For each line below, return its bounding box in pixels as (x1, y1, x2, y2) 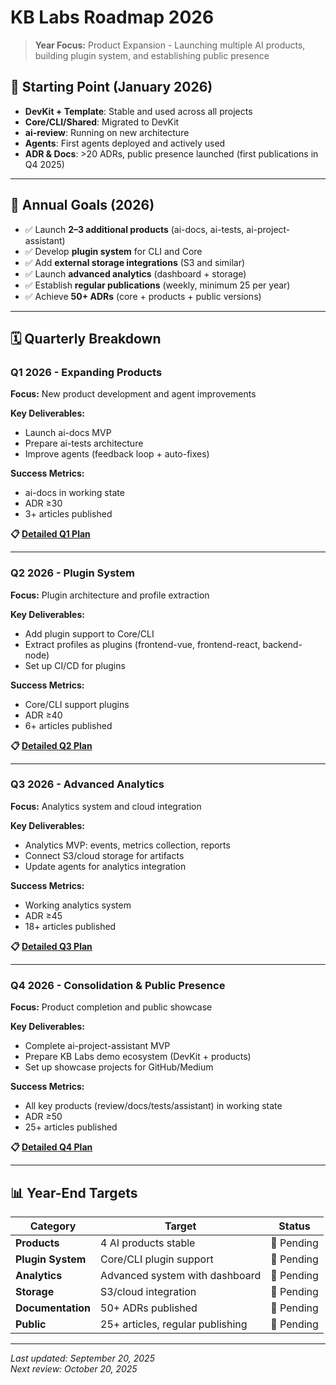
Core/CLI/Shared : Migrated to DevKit (24, 116, 180, 128)
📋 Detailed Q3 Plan (10, 940, 93, 952)
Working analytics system (24, 899, 132, 911)
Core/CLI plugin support (100, 1252, 214, 1266)
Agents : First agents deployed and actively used (24, 137, 226, 149)
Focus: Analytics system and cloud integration (10, 800, 202, 812)
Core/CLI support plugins (24, 698, 130, 710)
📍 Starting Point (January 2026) (10, 79, 213, 96)
